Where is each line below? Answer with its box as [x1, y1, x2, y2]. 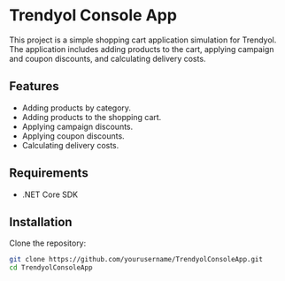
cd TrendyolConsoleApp [9, 263, 93, 272]
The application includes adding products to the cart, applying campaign [9, 43, 274, 54]
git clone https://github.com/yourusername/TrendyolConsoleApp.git [9, 255, 264, 264]
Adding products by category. [21, 103, 131, 113]
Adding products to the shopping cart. [21, 111, 162, 122]
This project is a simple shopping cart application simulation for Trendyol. [9, 34, 277, 45]
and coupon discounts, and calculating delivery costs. [9, 53, 206, 64]
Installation [9, 214, 73, 230]
